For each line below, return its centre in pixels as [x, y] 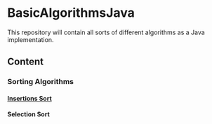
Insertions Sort [30, 98]
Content [26, 62]
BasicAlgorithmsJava [71, 13]
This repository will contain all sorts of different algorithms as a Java [106, 32]
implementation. [31, 39]
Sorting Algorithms [41, 82]
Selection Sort [29, 114]
